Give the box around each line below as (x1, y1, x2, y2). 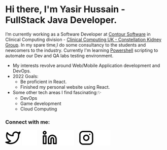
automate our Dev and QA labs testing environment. (5, 52, 114, 59)
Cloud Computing (20, 105, 57, 112)
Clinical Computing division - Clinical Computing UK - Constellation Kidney (5, 36, 161, 43)
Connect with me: (5, 118, 50, 125)
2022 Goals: (12, 73, 39, 79)
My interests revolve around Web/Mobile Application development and (12, 62, 160, 68)
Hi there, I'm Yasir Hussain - (5, 4, 125, 15)
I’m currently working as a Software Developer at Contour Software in (5, 31, 151, 37)
